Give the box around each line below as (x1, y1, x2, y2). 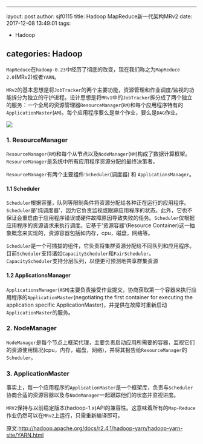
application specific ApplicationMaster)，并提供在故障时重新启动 (6, 301, 167, 308)
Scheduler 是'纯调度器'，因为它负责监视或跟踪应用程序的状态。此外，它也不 (6, 207, 193, 214)
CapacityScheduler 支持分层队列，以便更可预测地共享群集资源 (6, 257, 158, 265)
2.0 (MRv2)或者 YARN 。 (6, 73, 60, 81)
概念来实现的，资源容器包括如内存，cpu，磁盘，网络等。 (11, 230, 153, 237)
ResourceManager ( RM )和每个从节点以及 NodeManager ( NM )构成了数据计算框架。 (6, 150, 191, 157)
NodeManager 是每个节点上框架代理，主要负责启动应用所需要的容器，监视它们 (6, 339, 195, 346)
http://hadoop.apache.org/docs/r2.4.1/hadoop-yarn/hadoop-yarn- (18, 425, 183, 432)
